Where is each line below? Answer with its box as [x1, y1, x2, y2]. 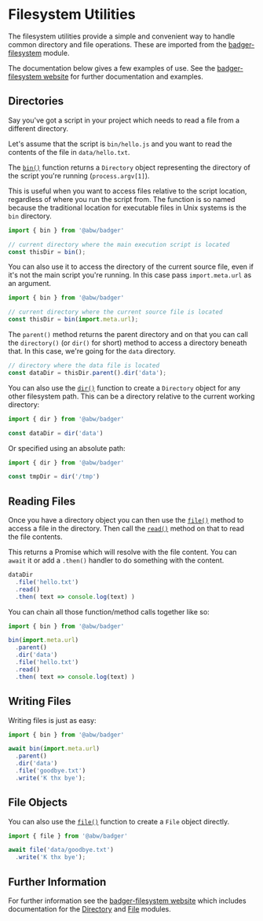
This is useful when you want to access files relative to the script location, [8, 186, 247, 196]
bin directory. [8, 211, 53, 221]
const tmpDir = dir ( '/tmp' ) [8, 473, 100, 481]
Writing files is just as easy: [8, 715, 97, 725]
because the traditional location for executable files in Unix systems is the [8, 203, 247, 212]
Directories [8, 94, 64, 108]
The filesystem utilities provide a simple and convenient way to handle [8, 31, 236, 41]
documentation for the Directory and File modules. [8, 904, 171, 913]
